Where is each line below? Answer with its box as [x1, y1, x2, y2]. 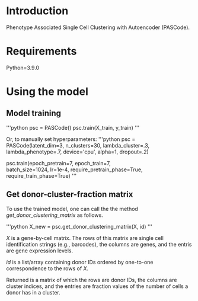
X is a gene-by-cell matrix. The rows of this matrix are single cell [6, 234, 164, 241]
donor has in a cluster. [6, 289, 60, 296]
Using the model [6, 85, 89, 98]
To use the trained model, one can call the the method [6, 205, 138, 212]
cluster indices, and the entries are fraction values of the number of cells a [6, 283, 189, 290]
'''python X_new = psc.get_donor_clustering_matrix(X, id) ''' [6, 223, 153, 230]
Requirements [6, 44, 77, 58]
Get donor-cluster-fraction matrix [6, 190, 133, 200]
